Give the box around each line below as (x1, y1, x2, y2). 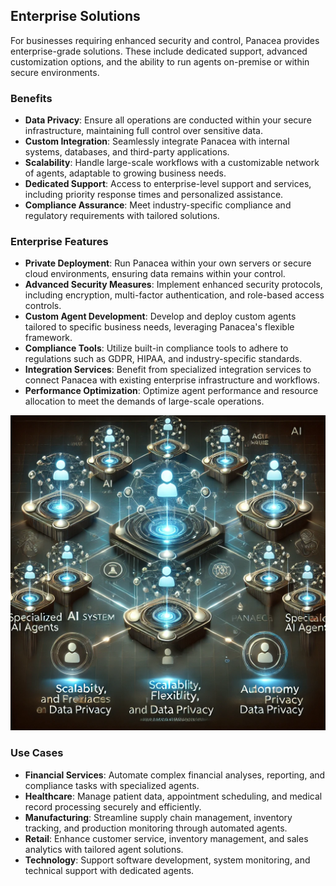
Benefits (10, 91, 53, 105)
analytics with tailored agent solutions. (24, 843, 184, 855)
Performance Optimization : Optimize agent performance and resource (24, 385, 319, 397)
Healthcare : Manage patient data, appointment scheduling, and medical (24, 790, 323, 802)
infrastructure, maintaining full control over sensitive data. (24, 125, 263, 137)
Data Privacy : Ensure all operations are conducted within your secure (24, 114, 312, 126)
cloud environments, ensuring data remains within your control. (24, 268, 286, 280)
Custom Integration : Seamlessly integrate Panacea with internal (24, 135, 290, 148)
